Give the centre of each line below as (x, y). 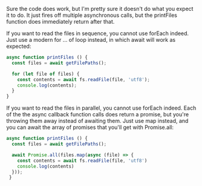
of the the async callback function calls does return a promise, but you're (98, 115)
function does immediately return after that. (60, 22)
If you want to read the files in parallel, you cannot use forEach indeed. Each (101, 108)
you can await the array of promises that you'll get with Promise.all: (90, 127)
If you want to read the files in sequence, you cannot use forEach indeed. (98, 33)
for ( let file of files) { (46, 74)
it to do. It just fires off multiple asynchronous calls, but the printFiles (92, 15)
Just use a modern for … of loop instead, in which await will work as (91, 40)
